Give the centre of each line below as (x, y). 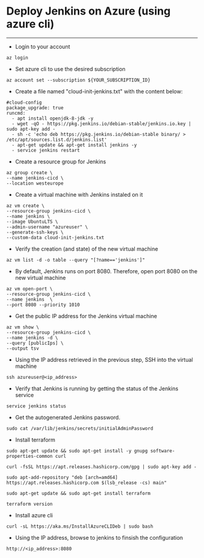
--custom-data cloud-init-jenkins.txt (55, 237)
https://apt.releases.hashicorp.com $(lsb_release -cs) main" (87, 483)
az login (17, 58)
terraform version (29, 504)
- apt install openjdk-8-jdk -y (53, 118)
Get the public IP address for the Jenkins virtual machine (86, 316)
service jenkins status (36, 406)
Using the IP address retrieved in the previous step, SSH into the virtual (104, 359)
